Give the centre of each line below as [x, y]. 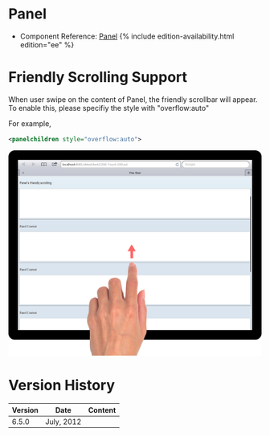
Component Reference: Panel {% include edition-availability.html [127, 36]
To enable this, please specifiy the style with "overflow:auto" [109, 108]
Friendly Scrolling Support [98, 77]
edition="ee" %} [47, 44]
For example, [30, 123]
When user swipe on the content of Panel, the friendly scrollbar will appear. [133, 99]
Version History [61, 385]
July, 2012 [63, 422]
